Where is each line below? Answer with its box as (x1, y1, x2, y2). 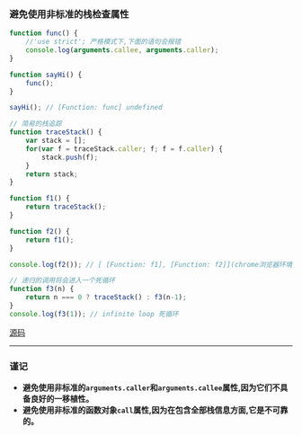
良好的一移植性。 (30, 394, 94, 404)
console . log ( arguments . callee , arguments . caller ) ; (25, 46, 219, 55)
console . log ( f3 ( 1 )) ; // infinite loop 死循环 (9, 309, 179, 318)
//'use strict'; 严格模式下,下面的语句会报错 (25, 38, 182, 47)
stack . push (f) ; (41, 153, 99, 162)
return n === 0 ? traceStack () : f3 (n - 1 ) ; (25, 293, 187, 302)
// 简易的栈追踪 (9, 120, 62, 129)
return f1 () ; (25, 235, 75, 244)
